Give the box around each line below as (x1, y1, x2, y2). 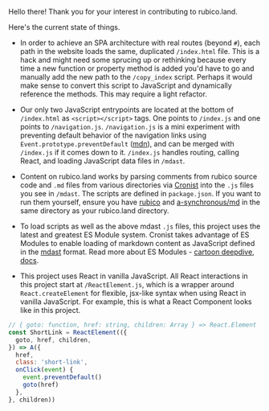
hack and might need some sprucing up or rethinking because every (19, 55, 247, 64)
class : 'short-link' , (15, 358, 88, 367)
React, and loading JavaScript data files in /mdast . (19, 156, 185, 166)
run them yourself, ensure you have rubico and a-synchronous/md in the (19, 197, 261, 207)
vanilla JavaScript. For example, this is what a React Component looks (19, 297, 252, 306)
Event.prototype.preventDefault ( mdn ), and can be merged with (19, 139, 234, 148)
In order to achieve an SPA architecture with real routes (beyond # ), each (19, 38, 261, 47)
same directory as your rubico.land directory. (19, 206, 170, 216)
